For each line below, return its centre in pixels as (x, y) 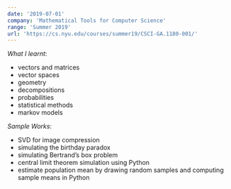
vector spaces (39, 75)
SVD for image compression (59, 140)
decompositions (41, 90)
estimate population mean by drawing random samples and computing (121, 170)
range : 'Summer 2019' (39, 27)
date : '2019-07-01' (36, 14)
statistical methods (45, 105)
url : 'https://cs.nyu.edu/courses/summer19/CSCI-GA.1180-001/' (103, 34)
